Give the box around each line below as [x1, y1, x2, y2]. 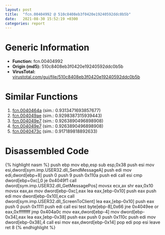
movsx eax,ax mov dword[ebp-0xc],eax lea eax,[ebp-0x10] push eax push [5, 188, 157, 194]
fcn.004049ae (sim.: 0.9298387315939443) [12, 113, 102, 118]
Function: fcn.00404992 [12, 59, 63, 64]
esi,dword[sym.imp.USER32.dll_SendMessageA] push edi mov [5, 167, 132, 173]
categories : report [5, 21, 45, 26]
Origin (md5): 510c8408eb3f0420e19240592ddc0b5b [12, 63, 124, 69]
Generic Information [5, 42, 90, 53]
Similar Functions [5, 91, 78, 102]
